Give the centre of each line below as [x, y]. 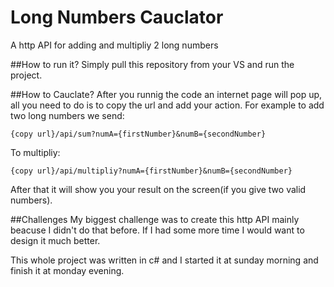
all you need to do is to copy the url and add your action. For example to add [167, 105]
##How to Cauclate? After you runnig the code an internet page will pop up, [166, 94]
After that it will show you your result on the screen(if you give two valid [158, 189]
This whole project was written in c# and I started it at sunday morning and [164, 260]
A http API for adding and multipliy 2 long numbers [114, 45]
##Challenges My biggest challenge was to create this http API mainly [155, 219]
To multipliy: [35, 152]
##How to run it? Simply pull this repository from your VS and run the [152, 64]
